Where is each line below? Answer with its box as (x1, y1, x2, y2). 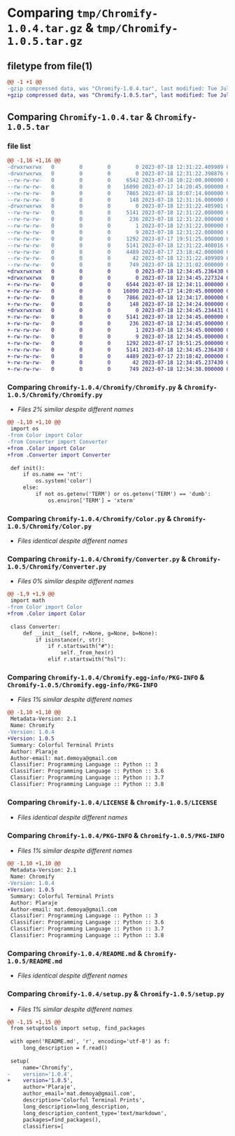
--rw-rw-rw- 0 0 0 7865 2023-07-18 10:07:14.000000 (7, 189, 224, 197)
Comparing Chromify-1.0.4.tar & (7, 111, 152, 123)
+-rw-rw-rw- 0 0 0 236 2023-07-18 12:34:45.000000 (7, 320, 224, 327)
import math (10, 597, 45, 604)
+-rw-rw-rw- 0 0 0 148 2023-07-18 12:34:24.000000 (7, 300, 224, 308)
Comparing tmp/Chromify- (7, 5, 159, 21)
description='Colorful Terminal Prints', (22, 1097, 145, 1104)
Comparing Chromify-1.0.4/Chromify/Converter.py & (7, 554, 187, 564)
